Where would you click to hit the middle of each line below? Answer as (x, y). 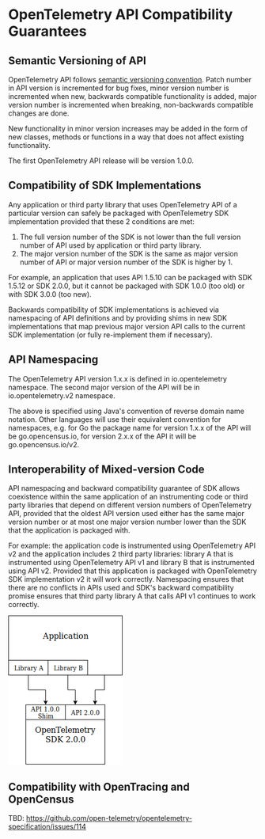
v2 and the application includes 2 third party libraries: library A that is (121, 554)
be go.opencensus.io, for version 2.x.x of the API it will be (102, 436)
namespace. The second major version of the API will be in (104, 387)
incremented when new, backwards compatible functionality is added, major (132, 96)
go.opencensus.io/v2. (44, 444)
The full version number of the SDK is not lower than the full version (130, 237)
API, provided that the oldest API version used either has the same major (127, 514)
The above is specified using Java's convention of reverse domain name (127, 411)
